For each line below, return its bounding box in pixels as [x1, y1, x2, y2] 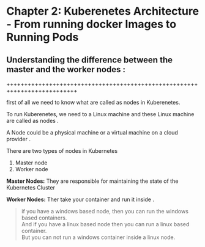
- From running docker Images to [6, 17, 176, 31]
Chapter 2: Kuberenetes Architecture [6, 4, 199, 18]
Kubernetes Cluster [6, 184, 55, 191]
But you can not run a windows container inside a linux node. [21, 234, 176, 241]
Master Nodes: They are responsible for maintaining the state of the [6, 177, 179, 185]
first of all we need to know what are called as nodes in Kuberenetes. [6, 99, 181, 106]
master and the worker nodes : [6, 64, 125, 75]
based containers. [21, 214, 67, 221]
